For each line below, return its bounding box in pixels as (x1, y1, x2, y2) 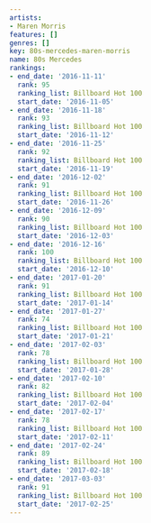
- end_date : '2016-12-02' (9, 172, 106, 181)
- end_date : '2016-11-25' (9, 139, 106, 148)
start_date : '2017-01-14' (17, 298, 115, 307)
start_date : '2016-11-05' (17, 96, 115, 106)
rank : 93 (17, 114, 50, 123)
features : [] (9, 30, 58, 39)
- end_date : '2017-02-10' (9, 373, 106, 383)
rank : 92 (17, 147, 50, 156)
